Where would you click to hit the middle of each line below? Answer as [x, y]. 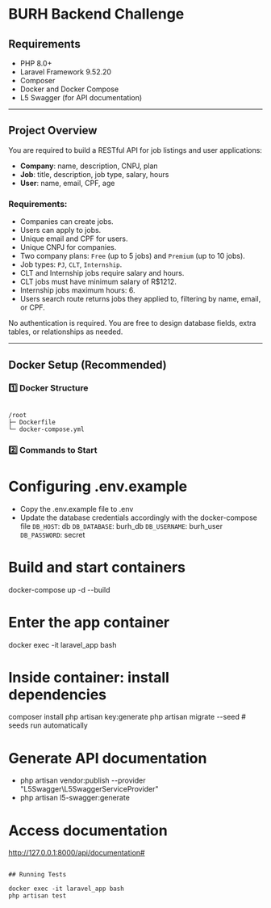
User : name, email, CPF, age [67, 183]
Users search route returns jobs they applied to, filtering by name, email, [140, 299]
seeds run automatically [48, 725]
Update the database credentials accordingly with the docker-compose [139, 517]
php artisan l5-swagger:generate [75, 798]
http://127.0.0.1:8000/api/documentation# [77, 853]
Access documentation [88, 830]
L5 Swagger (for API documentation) [81, 97]
